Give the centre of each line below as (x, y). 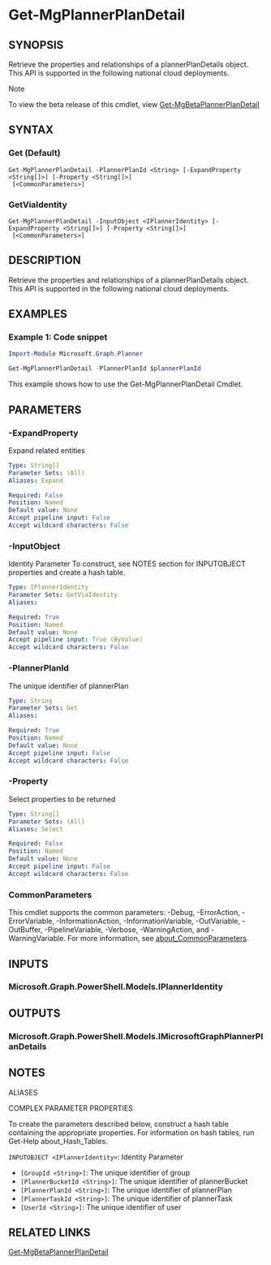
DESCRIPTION (45, 260)
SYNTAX (31, 130)
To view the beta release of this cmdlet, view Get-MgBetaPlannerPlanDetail (134, 104)
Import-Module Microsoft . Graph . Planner (76, 354)
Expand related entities (47, 450)
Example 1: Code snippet (58, 337)
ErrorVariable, (32, 921)
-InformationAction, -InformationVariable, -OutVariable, (148, 921)
